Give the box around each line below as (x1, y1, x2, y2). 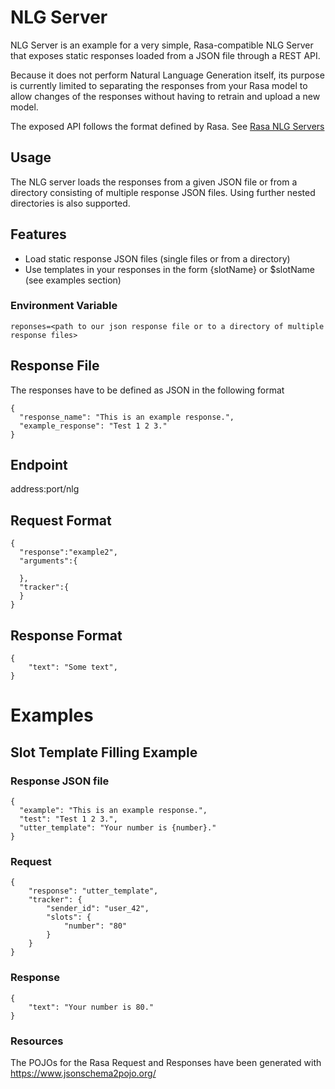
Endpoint (10, 457, 68, 474)
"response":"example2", (19, 547, 118, 558)
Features (10, 226, 67, 243)
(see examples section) (24, 274, 122, 286)
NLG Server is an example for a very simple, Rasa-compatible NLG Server (10, 39, 314, 51)
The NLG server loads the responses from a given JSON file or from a (10, 176, 298, 188)
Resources (10, 1034, 64, 1048)
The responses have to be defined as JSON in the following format (10, 384, 285, 396)
